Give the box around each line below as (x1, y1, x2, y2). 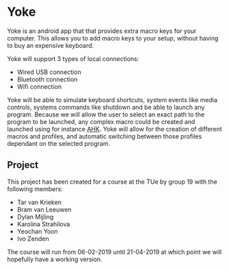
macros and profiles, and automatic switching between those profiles (7, 132, 202, 140)
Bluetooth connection (16, 75, 78, 83)
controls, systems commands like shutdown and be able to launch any (7, 103, 205, 111)
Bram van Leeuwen (16, 205, 72, 213)
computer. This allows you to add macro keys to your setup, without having (7, 34, 219, 42)
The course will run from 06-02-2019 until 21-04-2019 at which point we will (7, 247, 222, 256)
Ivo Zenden (16, 234, 49, 243)
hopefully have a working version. (7, 255, 103, 263)
